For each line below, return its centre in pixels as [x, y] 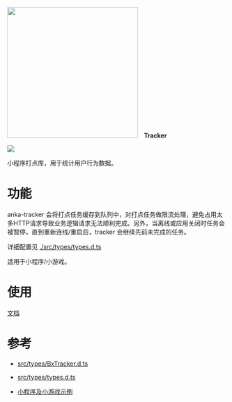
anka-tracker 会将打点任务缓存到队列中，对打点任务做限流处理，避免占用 [112, 214]
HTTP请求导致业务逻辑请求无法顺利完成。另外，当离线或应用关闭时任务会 [119, 223]
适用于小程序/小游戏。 [39, 261]
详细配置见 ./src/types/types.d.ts [54, 246]
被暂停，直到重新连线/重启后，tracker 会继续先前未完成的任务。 [99, 232]
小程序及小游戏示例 [45, 392]
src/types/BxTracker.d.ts [53, 364]
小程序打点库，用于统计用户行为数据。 [62, 163]
